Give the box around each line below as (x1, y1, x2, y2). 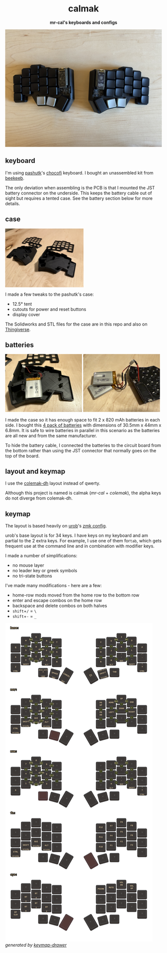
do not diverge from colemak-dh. (5, 495, 73, 501)
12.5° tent (12, 301, 32, 307)
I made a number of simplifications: (5, 553, 78, 559)
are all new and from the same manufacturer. (5, 433, 97, 438)
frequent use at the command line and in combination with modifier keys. (5, 543, 155, 549)
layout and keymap (5, 467, 66, 475)
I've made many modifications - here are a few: (5, 583, 102, 589)
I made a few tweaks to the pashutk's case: (5, 291, 94, 297)
